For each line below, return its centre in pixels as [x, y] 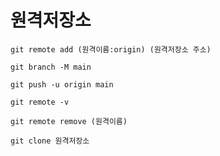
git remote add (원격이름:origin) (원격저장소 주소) [111, 49]
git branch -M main [51, 67]
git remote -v [40, 102]
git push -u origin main [62, 84]
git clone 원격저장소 [50, 141]
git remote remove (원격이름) [69, 121]
